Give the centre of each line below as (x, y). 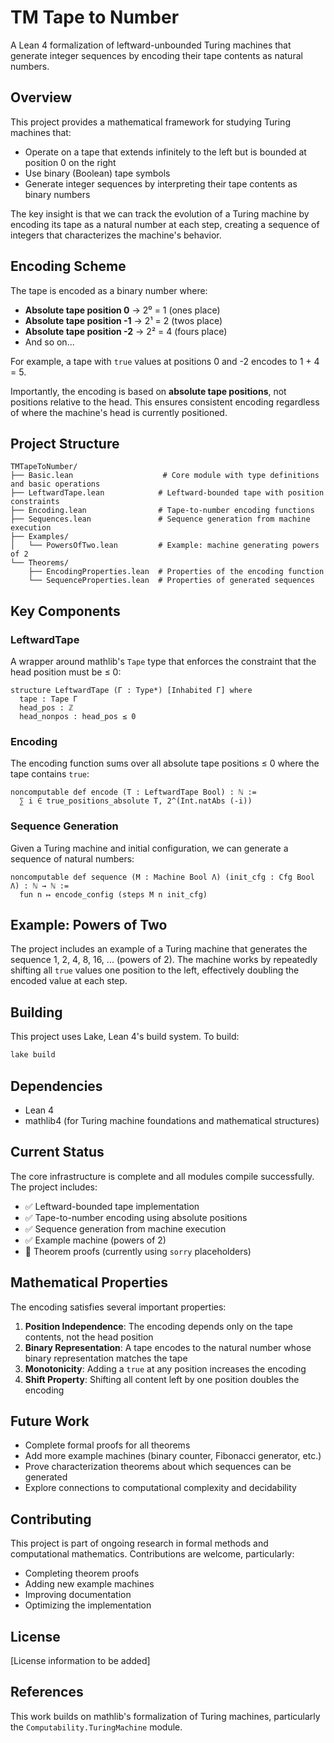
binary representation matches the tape (106, 1358)
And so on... (49, 342)
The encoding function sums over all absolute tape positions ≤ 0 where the (165, 763)
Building (36, 1012)
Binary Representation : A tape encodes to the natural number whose (168, 1347)
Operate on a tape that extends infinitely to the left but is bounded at (165, 152)
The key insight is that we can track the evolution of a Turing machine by (160, 213)
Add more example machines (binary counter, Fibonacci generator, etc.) (173, 1456)
